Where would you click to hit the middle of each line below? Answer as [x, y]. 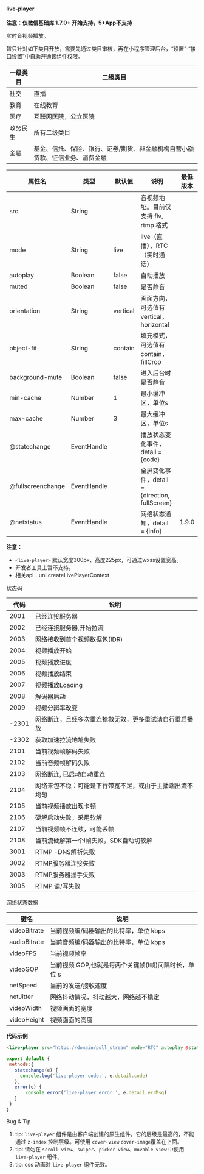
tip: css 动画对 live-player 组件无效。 [63, 1164]
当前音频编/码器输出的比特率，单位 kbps [108, 942]
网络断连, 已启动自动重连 [70, 774]
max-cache [26, 419]
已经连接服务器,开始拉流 [70, 628]
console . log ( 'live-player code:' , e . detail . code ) [84, 1076]
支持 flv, [152, 216]
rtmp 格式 [154, 226]
